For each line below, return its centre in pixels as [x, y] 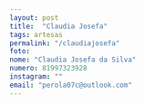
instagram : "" [36, 77]
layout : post [34, 18]
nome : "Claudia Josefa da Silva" [73, 60]
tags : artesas [36, 34]
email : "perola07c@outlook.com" [71, 85]
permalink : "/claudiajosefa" [65, 43]
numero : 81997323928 [49, 69]
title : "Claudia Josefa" [58, 26]
